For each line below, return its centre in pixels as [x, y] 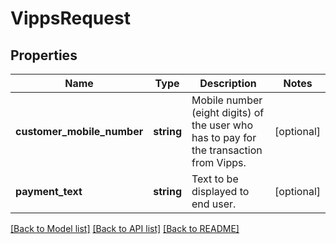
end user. [214, 204]
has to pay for [224, 137]
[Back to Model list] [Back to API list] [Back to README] [125, 228]
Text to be [215, 179]
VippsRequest [70, 18]
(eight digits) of [228, 112]
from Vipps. [219, 162]
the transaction [227, 150]
